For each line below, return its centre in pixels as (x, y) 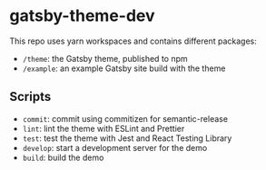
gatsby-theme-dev (83, 16)
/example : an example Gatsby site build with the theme (124, 68)
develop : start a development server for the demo (115, 147)
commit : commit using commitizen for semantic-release (125, 118)
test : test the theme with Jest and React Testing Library (127, 138)
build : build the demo (63, 157)
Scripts (30, 97)
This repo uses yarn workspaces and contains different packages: (133, 41)
